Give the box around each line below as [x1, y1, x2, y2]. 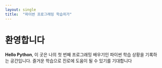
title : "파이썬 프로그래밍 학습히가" [5, 12, 72, 17]
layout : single [5, 7, 36, 12]
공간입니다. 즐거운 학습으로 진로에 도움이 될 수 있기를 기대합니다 [10, 58, 132, 64]
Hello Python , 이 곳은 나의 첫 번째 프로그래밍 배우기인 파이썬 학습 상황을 [5, 52, 144, 58]
